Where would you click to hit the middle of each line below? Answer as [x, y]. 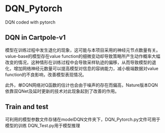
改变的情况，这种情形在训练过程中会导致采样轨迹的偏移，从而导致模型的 [78, 62]
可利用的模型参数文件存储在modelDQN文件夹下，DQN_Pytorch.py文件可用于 [83, 119]
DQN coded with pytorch [30, 22]
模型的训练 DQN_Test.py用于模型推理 [43, 125]
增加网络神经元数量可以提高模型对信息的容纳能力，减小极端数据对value [86, 68]
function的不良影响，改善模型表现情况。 [46, 75]
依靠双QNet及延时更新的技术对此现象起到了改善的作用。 [62, 91]
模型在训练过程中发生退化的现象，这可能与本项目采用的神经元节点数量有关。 [83, 50]
